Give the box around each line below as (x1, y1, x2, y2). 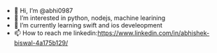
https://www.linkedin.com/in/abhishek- (97, 29, 210, 37)
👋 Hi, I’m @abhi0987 (13, 7, 73, 14)
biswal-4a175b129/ (13, 39, 69, 47)
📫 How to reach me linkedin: (13, 29, 98, 37)
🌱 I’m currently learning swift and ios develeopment (13, 21, 163, 29)
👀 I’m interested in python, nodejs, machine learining (13, 14, 166, 22)
